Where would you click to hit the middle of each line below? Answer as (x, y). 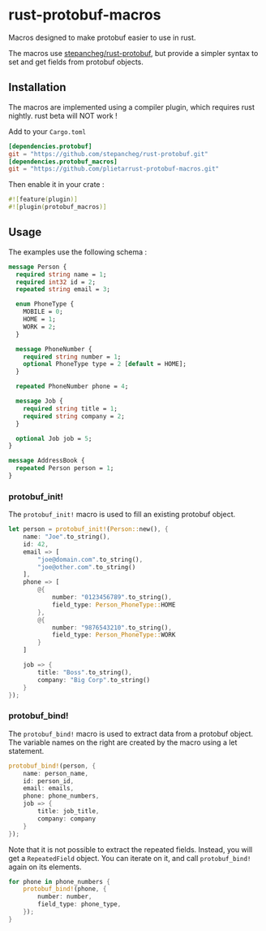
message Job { (39, 401)
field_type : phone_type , (79, 904)
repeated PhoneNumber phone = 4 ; (72, 387)
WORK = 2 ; (40, 327)
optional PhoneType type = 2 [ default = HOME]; (105, 364)
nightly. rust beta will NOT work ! (63, 115)
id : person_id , (49, 781)
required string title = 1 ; (70, 408)
